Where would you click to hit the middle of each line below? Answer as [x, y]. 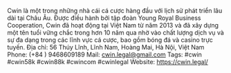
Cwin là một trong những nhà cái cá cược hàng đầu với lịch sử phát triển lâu [115, 11]
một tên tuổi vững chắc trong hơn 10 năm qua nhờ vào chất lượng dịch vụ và [116, 32]
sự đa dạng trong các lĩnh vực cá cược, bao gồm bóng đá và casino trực [110, 40]
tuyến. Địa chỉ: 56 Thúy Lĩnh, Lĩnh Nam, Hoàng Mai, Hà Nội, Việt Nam [106, 47]
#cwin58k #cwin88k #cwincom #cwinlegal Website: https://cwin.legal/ [108, 62]
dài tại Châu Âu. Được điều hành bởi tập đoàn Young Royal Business [104, 18]
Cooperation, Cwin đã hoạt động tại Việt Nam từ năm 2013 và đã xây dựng [113, 25]
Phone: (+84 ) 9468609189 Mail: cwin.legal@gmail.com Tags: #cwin [105, 54]
